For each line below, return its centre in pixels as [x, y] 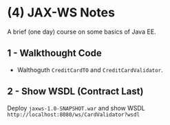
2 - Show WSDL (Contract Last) [75, 92]
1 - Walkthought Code [54, 53]
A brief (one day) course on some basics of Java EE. [82, 32]
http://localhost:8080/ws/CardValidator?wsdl [73, 115]
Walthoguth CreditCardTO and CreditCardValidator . [90, 69]
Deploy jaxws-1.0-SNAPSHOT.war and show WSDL [76, 108]
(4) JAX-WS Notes [61, 13]
